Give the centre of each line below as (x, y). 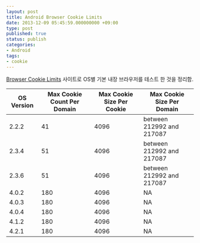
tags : (13, 56)
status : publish (26, 39)
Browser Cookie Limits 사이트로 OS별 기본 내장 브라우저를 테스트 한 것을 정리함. (100, 79)
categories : (21, 45)
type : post (20, 28)
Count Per (65, 102)
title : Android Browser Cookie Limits (54, 17)
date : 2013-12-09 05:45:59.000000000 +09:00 (62, 23)
